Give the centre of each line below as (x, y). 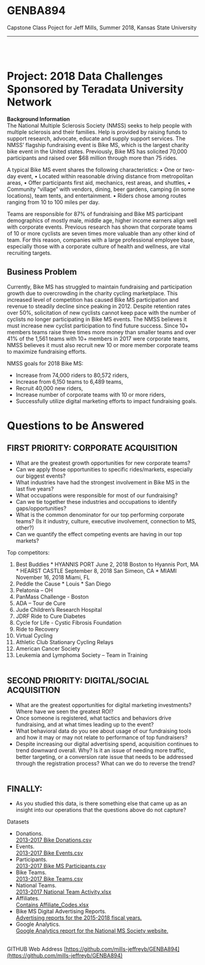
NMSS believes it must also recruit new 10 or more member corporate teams (102, 345)
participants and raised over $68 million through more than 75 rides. (92, 158)
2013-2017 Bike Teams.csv (49, 879)
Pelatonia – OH (34, 590)
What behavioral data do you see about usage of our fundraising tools (103, 731)
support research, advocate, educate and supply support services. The (96, 138)
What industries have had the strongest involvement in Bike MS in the (103, 482)
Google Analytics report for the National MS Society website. (92, 931)
